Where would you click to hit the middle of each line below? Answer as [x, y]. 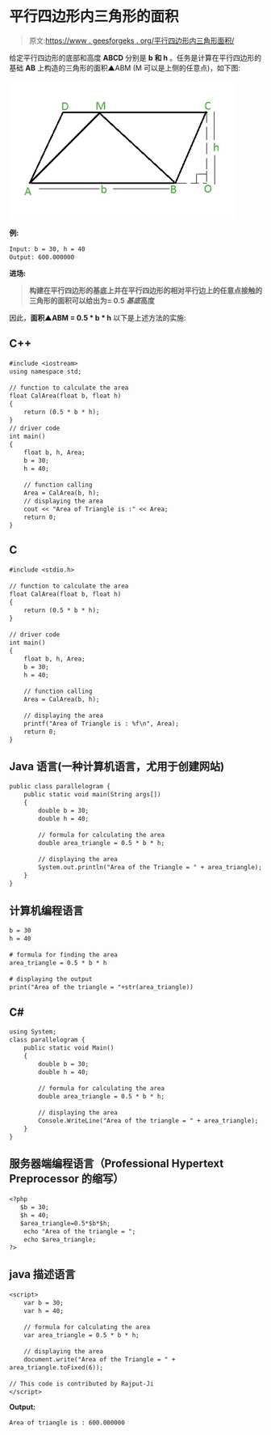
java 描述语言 [42, 1274]
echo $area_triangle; [60, 1239]
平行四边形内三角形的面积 [94, 17]
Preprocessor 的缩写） [67, 1179]
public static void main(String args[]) [92, 795]
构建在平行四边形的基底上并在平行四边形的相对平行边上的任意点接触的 [146, 290]
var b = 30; [44, 1303]
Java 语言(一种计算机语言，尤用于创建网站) [117, 766]
